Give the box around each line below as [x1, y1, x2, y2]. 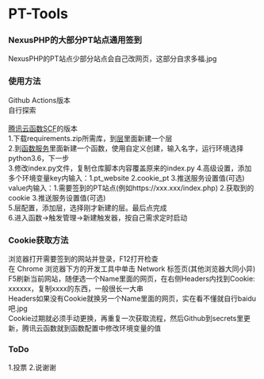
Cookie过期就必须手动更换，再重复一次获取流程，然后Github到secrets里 [8, 314, 244, 323]
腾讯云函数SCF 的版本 [8, 124, 78, 133]
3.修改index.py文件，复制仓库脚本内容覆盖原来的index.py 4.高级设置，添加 [8, 163, 252, 173]
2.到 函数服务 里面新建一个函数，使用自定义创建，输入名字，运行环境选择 [8, 144, 244, 153]
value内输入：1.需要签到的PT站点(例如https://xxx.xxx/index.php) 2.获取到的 [8, 183, 254, 193]
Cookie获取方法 [8, 235, 69, 246]
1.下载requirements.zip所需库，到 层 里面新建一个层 [8, 133, 173, 143]
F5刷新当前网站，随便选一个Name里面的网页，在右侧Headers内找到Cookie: [8, 274, 255, 284]
